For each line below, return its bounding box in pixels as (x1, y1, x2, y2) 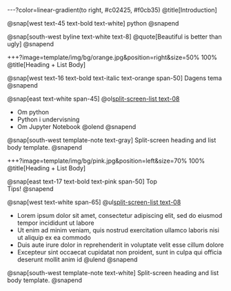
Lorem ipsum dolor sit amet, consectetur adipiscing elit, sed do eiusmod (17, 212, 223, 219)
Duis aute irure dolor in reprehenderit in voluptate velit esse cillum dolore (17, 241, 224, 249)
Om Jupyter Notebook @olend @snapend (17, 123, 137, 130)
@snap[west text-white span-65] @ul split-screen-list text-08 (7, 198, 181, 206)
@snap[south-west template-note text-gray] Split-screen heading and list (7, 136, 217, 144)
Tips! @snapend (7, 185, 54, 192)
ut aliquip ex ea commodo (17, 234, 91, 241)
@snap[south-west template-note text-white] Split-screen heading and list (7, 269, 219, 277)
